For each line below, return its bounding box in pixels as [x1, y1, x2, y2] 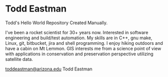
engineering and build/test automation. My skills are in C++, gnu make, [5, 35, 152, 41]
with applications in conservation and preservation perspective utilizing [5, 51, 154, 57]
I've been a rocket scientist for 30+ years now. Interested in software [5, 29, 149, 35]
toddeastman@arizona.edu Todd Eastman [5, 66, 92, 72]
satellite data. [5, 56, 33, 62]
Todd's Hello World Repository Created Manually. [5, 20, 107, 26]
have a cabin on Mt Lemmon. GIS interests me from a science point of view [5, 45, 161, 51]
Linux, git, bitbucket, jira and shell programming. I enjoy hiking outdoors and [5, 40, 163, 46]
